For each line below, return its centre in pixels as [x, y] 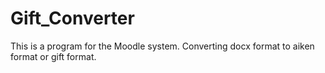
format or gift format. [53, 56]
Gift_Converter [72, 18]
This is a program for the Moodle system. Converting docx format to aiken [162, 46]
